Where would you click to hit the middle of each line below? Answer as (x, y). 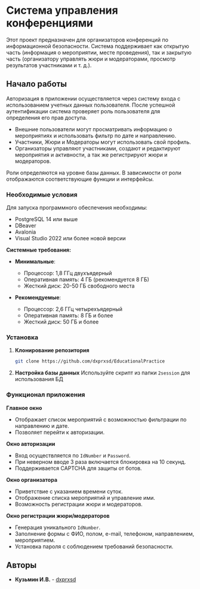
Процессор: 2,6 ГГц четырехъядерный (73, 309)
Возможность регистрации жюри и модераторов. (79, 504)
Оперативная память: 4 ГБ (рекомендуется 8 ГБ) (86, 280)
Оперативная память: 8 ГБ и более (68, 316)
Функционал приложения (46, 395)
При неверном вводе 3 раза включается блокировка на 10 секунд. (100, 461)
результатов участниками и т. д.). (49, 65)
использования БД (39, 379)
